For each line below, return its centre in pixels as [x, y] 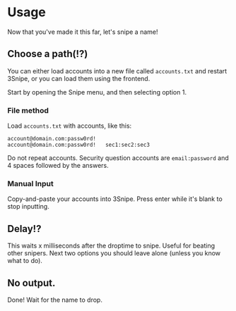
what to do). [25, 261]
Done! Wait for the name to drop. [55, 300]
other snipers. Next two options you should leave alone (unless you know [114, 253]
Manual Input [31, 183]
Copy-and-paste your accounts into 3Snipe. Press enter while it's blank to [115, 199]
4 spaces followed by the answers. [58, 166]
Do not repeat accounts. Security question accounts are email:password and [118, 158]
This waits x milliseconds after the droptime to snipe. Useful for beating [111, 246]
